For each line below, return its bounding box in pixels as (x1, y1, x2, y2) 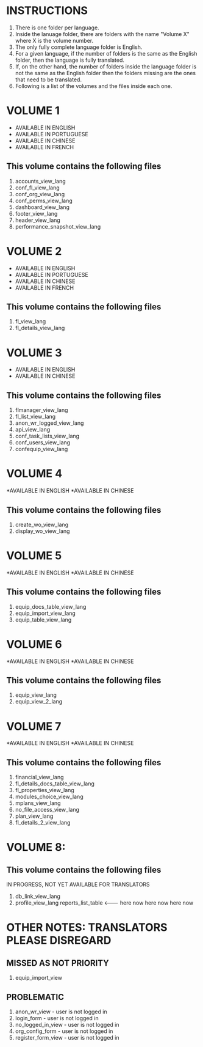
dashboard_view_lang (15, 203, 70, 211)
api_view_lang (15, 426, 51, 433)
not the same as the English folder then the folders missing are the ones (15, 69, 196, 76)
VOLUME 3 (6, 346, 62, 359)
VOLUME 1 (6, 104, 60, 118)
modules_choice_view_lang (15, 793, 84, 801)
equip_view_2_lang (15, 698, 63, 705)
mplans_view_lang (15, 799, 61, 807)
